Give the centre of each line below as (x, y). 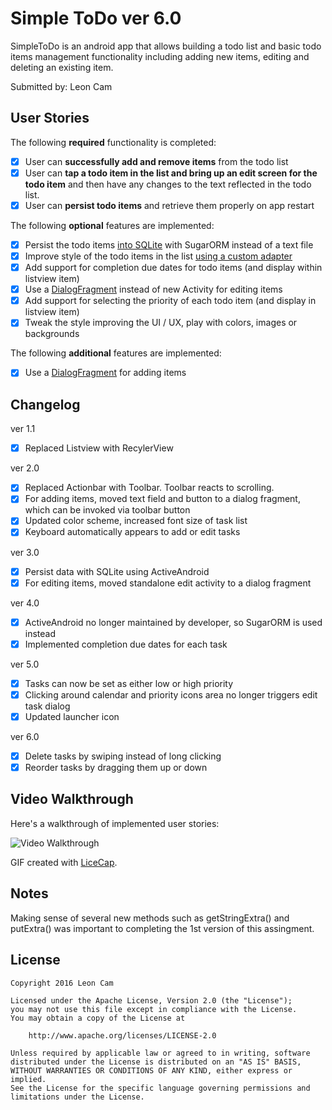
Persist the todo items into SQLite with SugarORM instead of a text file (169, 244)
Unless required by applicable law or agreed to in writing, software (160, 1053)
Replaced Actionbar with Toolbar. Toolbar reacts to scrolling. (149, 488)
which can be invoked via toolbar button (107, 510)
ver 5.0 (25, 664)
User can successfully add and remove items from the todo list (156, 161)
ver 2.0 (25, 468)
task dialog (47, 706)
